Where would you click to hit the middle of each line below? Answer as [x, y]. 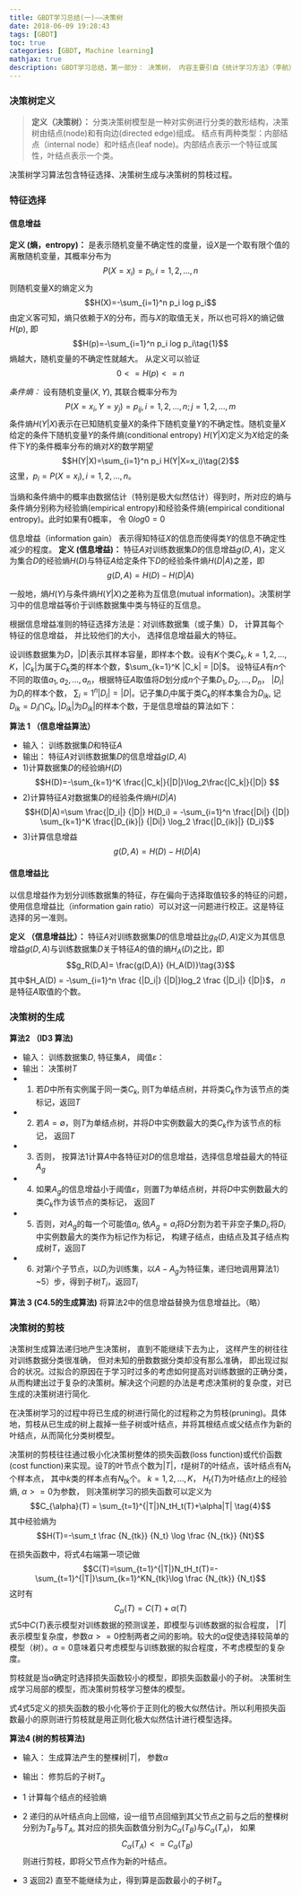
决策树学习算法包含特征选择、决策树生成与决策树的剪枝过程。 [123, 175]
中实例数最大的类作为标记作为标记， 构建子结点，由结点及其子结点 [159, 1237]
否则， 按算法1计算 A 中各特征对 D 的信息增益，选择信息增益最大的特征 [162, 1157]
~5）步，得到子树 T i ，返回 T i [86, 1283]
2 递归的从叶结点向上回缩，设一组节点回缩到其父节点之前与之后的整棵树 [155, 1816]
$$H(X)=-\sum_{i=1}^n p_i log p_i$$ [150, 303]
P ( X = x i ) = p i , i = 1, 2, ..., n [150, 272]
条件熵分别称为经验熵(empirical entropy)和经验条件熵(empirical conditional [147, 507]
